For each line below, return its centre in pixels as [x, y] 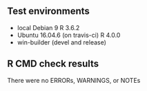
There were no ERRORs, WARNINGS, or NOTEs [74, 80]
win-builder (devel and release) [62, 42]
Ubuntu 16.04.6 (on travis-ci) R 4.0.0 [69, 35]
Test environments [48, 11]
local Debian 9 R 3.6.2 [48, 27]
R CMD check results [53, 64]
